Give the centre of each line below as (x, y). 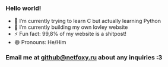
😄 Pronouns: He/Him (40, 42)
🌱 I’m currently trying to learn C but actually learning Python (88, 21)
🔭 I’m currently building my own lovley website (71, 27)
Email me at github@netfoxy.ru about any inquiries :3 (84, 58)
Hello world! (23, 8)
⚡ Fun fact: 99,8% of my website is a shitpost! (70, 34)
